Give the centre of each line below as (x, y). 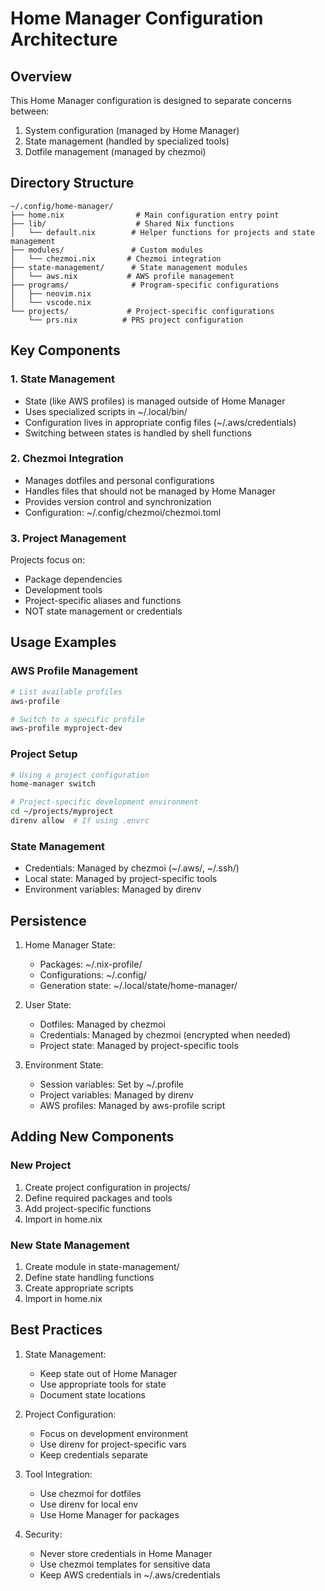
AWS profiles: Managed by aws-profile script (132, 1106)
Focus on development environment (114, 1433)
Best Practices (56, 1330)
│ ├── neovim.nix (51, 293)
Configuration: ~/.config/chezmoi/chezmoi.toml (123, 512)
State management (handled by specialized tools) (127, 141)
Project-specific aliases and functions (103, 601)
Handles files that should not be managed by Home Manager (150, 491)
